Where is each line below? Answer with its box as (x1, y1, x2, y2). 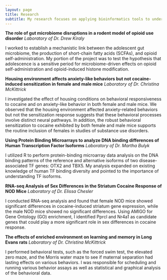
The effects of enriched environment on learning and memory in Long (5, 234, 152, 240)
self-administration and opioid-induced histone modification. (5, 66, 129, 72)
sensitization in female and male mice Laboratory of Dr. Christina (23, 81, 159, 87)
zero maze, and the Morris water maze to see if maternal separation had (5, 254, 153, 260)
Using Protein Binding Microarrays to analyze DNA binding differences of (5, 137, 159, 143)
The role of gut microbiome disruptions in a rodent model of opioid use (5, 30, 154, 36)
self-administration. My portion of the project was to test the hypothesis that (5, 56, 162, 62)
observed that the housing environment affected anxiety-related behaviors (5, 106, 158, 112)
